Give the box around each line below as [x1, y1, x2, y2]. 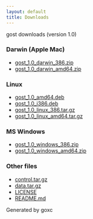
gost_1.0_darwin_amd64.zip [14, 65, 82, 72]
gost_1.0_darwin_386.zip [14, 59, 74, 66]
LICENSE [14, 188, 37, 195]
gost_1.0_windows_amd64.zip [14, 147, 87, 155]
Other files [6, 162, 37, 170]
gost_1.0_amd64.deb [14, 93, 65, 101]
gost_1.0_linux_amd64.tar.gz [14, 112, 83, 120]
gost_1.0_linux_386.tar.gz [14, 107, 75, 114]
